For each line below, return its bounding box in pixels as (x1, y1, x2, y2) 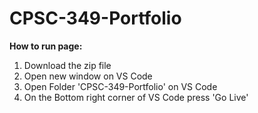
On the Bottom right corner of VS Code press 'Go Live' (23, 91, 249, 103)
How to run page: (9, 40, 83, 52)
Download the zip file (23, 59, 112, 71)
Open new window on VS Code (23, 70, 153, 82)
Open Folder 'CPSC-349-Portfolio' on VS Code (23, 80, 218, 92)
